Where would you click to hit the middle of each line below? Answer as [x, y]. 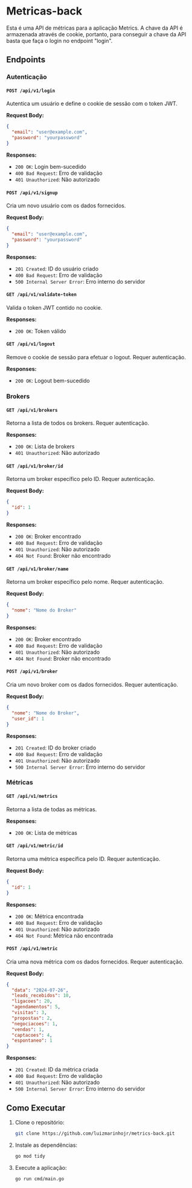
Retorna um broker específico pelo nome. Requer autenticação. [85, 582]
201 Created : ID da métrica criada [56, 1069]
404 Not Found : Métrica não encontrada [64, 935]
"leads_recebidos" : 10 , [41, 996]
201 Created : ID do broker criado [56, 748]
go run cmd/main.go [40, 1179]
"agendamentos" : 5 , [36, 1007]
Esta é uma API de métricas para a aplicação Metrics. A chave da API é [94, 28]
